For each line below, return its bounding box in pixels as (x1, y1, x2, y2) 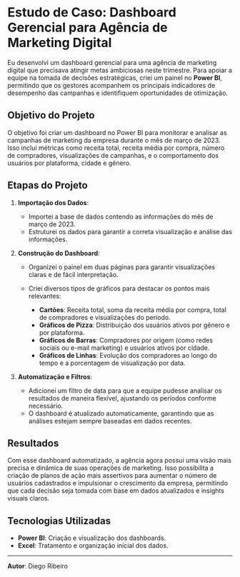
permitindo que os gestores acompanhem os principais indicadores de (7, 81, 216, 89)
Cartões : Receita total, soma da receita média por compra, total (39, 305, 227, 314)
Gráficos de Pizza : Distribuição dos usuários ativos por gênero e (39, 321, 230, 329)
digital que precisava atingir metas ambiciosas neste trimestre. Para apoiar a (7, 66, 232, 74)
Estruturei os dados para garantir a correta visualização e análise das (28, 227, 233, 236)
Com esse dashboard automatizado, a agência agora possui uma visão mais (7, 456, 232, 465)
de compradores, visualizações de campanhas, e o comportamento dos (7, 151, 219, 159)
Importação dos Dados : (17, 198, 89, 207)
